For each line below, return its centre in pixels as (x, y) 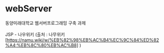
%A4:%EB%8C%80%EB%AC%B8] (42, 45)
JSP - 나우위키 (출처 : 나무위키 (35, 34)
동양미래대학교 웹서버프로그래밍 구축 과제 (46, 23)
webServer (29, 9)
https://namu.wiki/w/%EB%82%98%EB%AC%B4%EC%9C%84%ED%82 (83, 40)
